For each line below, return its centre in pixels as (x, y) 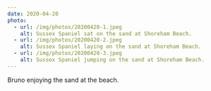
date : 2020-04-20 (33, 14)
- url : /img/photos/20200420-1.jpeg (68, 27)
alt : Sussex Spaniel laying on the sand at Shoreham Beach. (111, 47)
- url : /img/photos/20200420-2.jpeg (68, 40)
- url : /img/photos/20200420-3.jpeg (68, 54)
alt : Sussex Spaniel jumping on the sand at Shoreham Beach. (112, 60)
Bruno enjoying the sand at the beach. (63, 80)
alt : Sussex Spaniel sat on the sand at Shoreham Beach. (106, 34)
